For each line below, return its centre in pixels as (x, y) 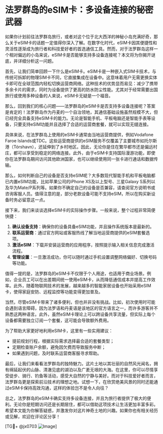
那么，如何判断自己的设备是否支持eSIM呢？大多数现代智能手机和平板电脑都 (80, 175)
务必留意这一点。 (30, 200)
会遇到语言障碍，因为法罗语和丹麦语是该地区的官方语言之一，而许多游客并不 (81, 308)
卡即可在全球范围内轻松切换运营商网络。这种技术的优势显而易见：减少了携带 (81, 83)
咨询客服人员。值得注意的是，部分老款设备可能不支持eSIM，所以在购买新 (78, 193)
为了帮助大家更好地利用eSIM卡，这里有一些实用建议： (59, 330)
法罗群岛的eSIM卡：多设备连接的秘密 (79, 10)
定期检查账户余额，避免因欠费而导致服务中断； (59, 347)
